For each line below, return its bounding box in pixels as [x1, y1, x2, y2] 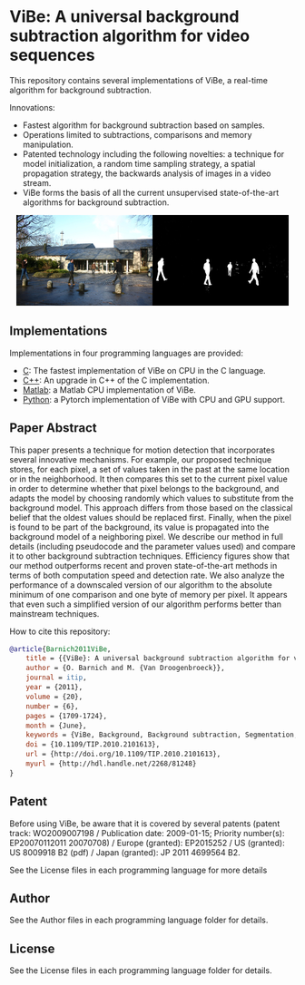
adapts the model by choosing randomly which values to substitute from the [9, 492, 294, 503]
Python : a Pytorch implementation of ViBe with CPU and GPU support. [22, 394, 286, 405]
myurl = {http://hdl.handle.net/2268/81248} [25, 759, 197, 768]
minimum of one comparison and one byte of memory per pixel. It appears [9, 589, 288, 600]
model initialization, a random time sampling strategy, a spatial [22, 158, 256, 169]
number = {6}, [25, 701, 79, 711]
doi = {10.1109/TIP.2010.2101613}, [25, 740, 161, 749]
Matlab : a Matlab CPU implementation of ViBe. [22, 384, 197, 395]
